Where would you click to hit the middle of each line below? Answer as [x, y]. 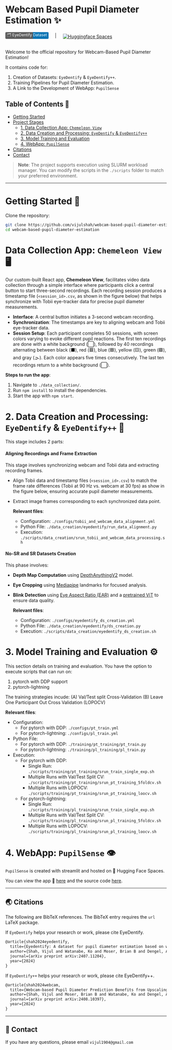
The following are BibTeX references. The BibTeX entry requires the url [80, 917]
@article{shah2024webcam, [33, 985]
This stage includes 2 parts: [35, 442]
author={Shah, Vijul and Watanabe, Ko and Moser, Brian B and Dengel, [87, 951]
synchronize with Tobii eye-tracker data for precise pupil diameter [75, 302]
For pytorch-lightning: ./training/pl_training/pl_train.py [83, 749]
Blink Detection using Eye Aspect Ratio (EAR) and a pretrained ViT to [85, 595]
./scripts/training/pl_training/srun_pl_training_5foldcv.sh [94, 821]
